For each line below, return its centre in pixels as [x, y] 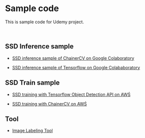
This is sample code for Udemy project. [45, 22]
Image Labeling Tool [32, 131]
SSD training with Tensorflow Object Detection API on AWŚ [71, 94]
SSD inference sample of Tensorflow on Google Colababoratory [76, 67]
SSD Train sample [32, 83]
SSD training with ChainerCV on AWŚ [49, 104]
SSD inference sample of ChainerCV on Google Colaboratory [73, 58]
